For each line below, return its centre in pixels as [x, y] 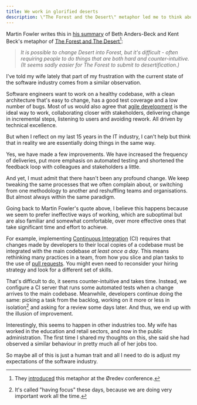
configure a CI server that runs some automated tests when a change [90, 288]
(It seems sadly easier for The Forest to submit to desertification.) [100, 65]
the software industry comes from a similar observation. [74, 82]
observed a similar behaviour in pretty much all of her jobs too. [82, 343]
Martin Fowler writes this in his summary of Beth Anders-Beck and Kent [92, 34]
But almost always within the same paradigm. [61, 197]
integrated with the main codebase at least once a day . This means [87, 251]
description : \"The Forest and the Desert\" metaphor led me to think [94, 17]
